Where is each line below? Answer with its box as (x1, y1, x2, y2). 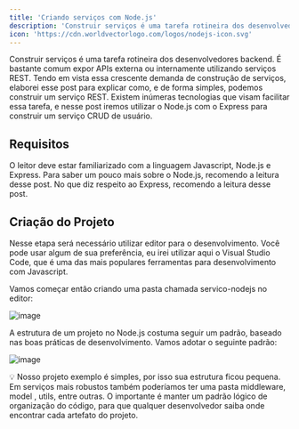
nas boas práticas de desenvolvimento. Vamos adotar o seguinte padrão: (9, 337, 278, 347)
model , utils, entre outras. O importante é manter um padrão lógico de (9, 391, 268, 401)
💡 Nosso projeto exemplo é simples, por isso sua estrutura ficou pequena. (9, 371, 281, 382)
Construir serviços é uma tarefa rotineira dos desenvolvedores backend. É (9, 54, 282, 65)
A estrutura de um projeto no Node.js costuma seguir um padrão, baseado (9, 328, 282, 338)
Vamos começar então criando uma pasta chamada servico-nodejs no (9, 284, 268, 294)
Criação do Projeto (9, 214, 115, 230)
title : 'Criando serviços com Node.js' (9, 12, 158, 22)
